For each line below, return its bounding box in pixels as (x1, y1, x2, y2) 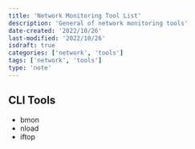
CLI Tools (8, 94, 56, 107)
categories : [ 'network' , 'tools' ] (8, 49, 124, 57)
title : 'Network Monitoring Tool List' (8, 11, 142, 20)
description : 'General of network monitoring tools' (8, 19, 189, 27)
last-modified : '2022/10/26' (8, 34, 106, 42)
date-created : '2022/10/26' (8, 26, 103, 34)
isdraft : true (8, 42, 56, 50)
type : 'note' (8, 64, 52, 72)
